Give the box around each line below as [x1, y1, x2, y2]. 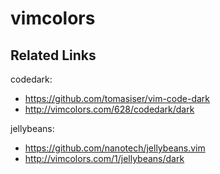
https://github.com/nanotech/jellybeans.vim [24, 142, 206, 154]
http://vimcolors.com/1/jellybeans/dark [24, 153, 185, 164]
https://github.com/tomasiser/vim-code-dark [24, 93, 211, 104]
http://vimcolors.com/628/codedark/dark [24, 103, 195, 115]
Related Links [10, 47, 97, 64]
